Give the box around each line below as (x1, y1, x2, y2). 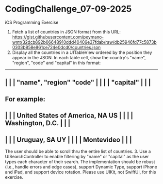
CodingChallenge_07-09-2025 (5, 3, 132, 15)
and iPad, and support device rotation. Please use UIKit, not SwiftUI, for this (5, 169, 156, 175)
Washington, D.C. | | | (5, 119, 70, 127)
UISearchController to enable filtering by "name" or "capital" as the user (5, 153, 149, 159)
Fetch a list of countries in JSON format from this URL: (12, 29, 121, 34)
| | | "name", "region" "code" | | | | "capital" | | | (5, 79, 151, 87)
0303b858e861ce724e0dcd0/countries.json (12, 44, 101, 50)
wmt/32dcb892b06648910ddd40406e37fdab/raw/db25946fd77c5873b (12, 39, 157, 45)
